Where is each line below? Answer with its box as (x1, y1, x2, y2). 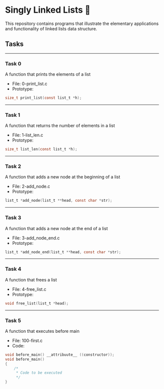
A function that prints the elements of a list (5, 71, 91, 77)
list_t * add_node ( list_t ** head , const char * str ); (5, 198, 112, 203)
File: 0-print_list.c (12, 81, 48, 87)
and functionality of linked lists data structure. (5, 25, 98, 31)
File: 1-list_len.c (12, 132, 43, 138)
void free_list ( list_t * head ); (5, 301, 69, 306)
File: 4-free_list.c (12, 286, 46, 292)
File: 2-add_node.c (12, 183, 50, 190)
